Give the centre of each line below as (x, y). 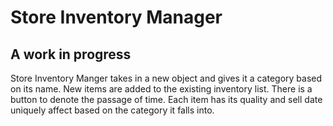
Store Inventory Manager (116, 17)
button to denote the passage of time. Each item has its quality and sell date (166, 99)
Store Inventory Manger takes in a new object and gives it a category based (166, 78)
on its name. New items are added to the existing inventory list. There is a (161, 89)
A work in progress (71, 54)
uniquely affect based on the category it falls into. (112, 110)
